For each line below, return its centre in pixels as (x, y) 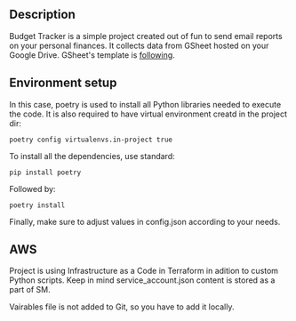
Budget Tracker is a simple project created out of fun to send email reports (146, 36)
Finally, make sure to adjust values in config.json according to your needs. (145, 221)
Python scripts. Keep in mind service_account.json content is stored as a (142, 280)
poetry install (37, 205)
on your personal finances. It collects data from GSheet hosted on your (139, 45)
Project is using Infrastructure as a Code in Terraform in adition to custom (144, 271)
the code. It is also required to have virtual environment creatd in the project (148, 114)
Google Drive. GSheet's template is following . (92, 55)
